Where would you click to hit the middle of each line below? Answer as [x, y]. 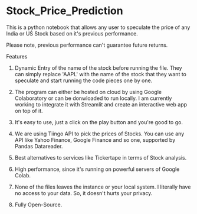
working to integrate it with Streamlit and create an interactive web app [101, 104]
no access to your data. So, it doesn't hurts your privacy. [83, 193]
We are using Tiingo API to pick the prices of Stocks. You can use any [99, 134]
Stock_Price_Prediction [65, 11]
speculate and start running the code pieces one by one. [83, 80]
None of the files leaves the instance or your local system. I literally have [103, 187]
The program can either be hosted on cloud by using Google [88, 92]
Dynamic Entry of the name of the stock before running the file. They [98, 68]
